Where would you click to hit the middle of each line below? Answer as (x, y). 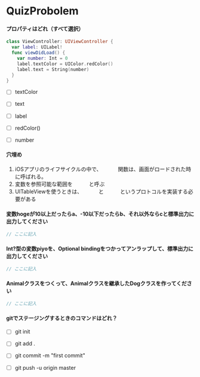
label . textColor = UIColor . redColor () (65, 64)
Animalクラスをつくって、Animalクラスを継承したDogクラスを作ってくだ (96, 283)
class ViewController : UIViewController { (60, 42)
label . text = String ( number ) (53, 69)
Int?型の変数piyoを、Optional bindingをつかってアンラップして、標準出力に (100, 249)
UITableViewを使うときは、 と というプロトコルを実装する (101, 191)
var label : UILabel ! (37, 47)
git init (22, 332)
